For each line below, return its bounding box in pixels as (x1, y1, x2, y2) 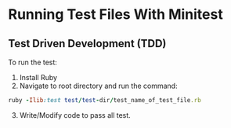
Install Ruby (19, 73, 57, 82)
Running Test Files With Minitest (8, 5, 223, 24)
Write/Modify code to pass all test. (19, 110, 131, 119)
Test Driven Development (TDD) (8, 37, 167, 50)
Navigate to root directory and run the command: (19, 81, 178, 90)
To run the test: (8, 57, 57, 67)
